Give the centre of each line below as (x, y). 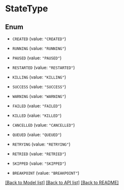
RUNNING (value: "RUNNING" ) (39, 48)
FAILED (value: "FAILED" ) (37, 106)
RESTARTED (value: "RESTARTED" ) (44, 68)
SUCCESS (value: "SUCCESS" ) (39, 87)
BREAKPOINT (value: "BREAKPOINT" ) (46, 173)
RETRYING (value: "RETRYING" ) (41, 144)
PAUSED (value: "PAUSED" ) (37, 58)
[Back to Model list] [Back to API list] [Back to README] (62, 183)
